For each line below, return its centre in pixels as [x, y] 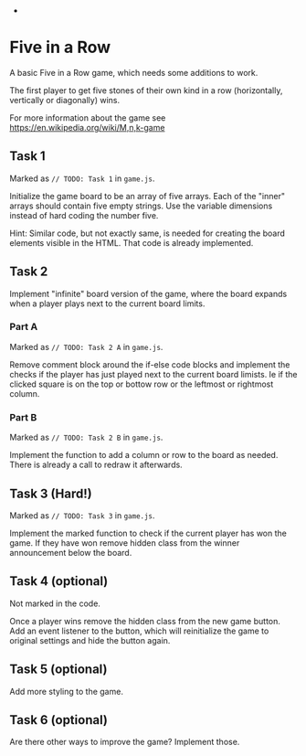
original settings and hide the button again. [90, 640]
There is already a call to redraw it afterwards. [96, 465]
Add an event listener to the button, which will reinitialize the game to [139, 631]
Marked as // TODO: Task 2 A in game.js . [86, 346]
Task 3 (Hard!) [51, 493]
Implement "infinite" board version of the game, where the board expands [148, 293]
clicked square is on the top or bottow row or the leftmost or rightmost [142, 384]
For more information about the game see [88, 117]
